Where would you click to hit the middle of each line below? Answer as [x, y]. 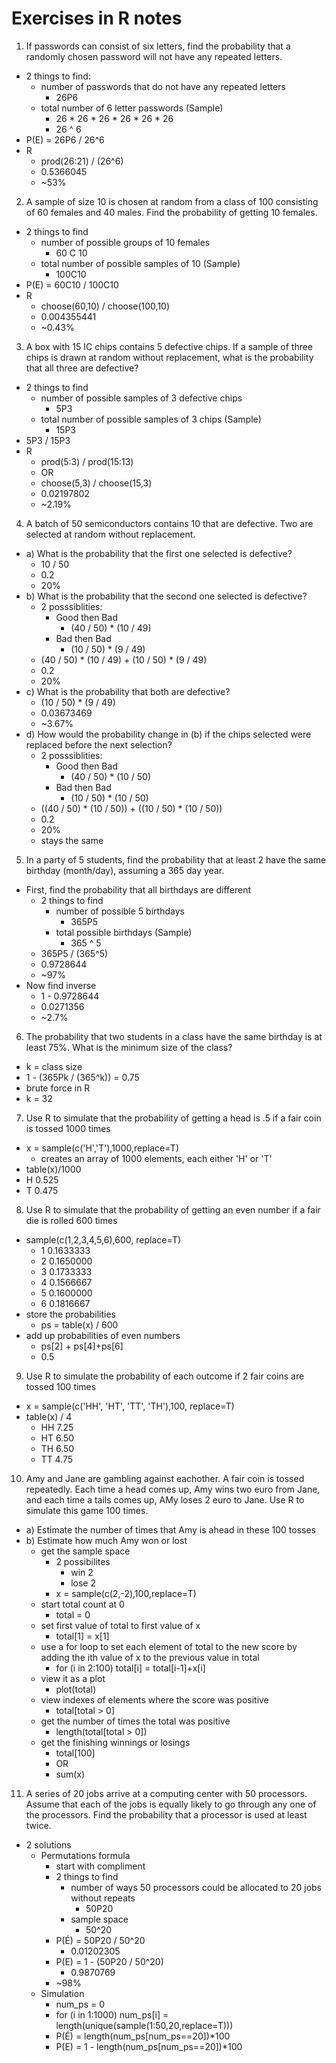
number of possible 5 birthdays [120, 911]
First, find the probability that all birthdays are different [138, 889]
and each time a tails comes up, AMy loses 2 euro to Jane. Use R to [165, 1499]
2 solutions [48, 1844]
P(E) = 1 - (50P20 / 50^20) [109, 1961]
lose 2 [83, 1583]
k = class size [54, 1066]
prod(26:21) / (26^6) [82, 161]
